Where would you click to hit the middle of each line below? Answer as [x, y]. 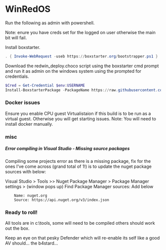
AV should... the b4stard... [32, 243]
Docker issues [23, 102]
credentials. [17, 76]
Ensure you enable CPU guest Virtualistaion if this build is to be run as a [78, 113]
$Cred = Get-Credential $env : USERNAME [45, 85]
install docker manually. [29, 124]
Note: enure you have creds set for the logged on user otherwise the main [80, 32]
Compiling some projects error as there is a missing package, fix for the [78, 161]
